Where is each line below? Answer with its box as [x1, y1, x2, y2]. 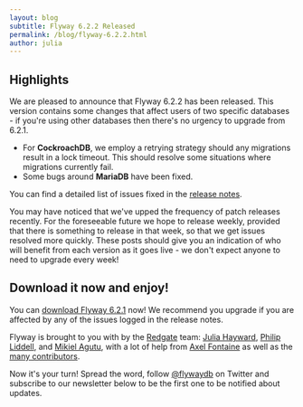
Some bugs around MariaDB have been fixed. [22, 171, 194, 182]
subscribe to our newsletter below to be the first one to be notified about [9, 377, 280, 389]
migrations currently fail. [22, 162, 114, 173]
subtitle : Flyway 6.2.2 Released [9, 22, 136, 31]
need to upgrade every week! [9, 254, 119, 265]
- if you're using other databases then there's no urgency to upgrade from [9, 115, 286, 127]
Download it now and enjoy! [9, 280, 169, 296]
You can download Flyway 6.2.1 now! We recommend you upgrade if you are [9, 304, 295, 315]
